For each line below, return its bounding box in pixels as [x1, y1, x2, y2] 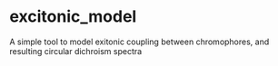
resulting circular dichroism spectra [9, 45, 143, 56]
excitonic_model [9, 6, 137, 27]
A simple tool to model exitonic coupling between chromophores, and [9, 36, 270, 47]
